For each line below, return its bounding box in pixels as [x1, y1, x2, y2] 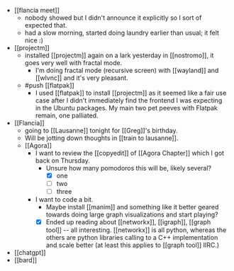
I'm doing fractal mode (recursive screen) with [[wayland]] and [35, 67, 219, 74]
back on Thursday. [35, 156, 90, 165]
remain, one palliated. [35, 111, 99, 120]
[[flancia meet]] [13, 6, 60, 14]
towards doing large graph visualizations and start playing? [45, 210, 218, 219]
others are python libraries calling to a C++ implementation [45, 233, 218, 242]
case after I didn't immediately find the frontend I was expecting [35, 96, 223, 105]
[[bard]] [13, 256, 38, 265]
